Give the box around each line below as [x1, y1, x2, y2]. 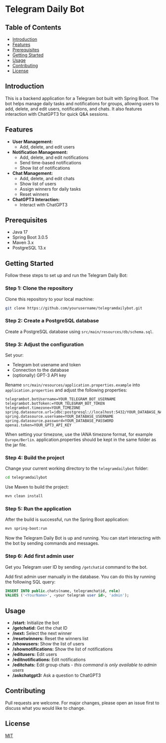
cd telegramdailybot [5, 475, 48, 480]
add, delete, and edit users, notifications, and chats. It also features [5, 105, 142, 112]
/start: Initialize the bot [12, 620, 59, 626]
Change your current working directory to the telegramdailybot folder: [5, 465, 149, 471]
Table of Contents [5, 23, 62, 32]
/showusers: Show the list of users [12, 641, 84, 647]
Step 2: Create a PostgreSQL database [5, 317, 99, 324]
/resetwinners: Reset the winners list [12, 636, 89, 642]
